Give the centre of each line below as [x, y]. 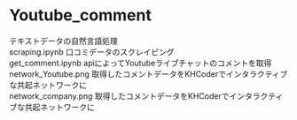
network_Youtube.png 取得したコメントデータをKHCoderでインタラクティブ [148, 74]
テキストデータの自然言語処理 [63, 41]
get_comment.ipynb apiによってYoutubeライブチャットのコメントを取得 [141, 63]
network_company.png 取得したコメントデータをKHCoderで [119, 96]
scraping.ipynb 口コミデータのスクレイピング [92, 52]
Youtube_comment [81, 15]
